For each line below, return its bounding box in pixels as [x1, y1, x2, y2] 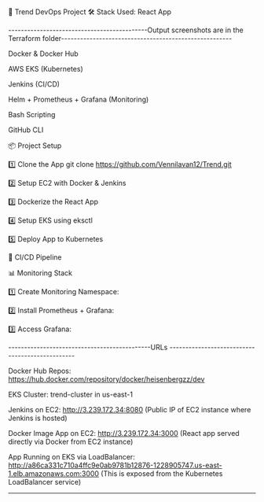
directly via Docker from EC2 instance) [8, 437, 134, 446]
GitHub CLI [8, 125, 44, 135]
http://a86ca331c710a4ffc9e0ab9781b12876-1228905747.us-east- [8, 460, 222, 470]
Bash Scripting [8, 110, 56, 119]
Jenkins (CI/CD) [8, 79, 60, 89]
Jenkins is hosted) [8, 413, 68, 423]
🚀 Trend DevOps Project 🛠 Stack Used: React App [8, 7, 171, 17]
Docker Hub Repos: [8, 366, 71, 375]
